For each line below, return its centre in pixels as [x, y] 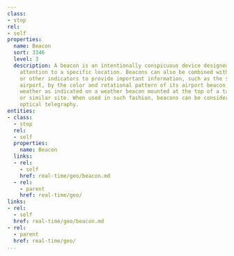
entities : [22, 111]
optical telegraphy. [49, 105]
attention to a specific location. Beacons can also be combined [117, 72]
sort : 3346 [29, 53]
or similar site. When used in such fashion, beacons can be [110, 98]
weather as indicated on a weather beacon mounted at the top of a [119, 91]
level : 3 [26, 59]
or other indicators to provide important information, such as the [121, 78]
